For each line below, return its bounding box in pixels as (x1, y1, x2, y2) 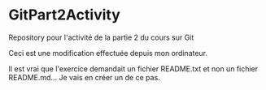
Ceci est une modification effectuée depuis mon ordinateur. (8, 48, 208, 58)
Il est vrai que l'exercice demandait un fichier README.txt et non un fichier (8, 63, 259, 74)
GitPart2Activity (8, 6, 120, 24)
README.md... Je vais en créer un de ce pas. (8, 72, 160, 82)
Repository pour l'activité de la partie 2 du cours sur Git (8, 32, 194, 42)
